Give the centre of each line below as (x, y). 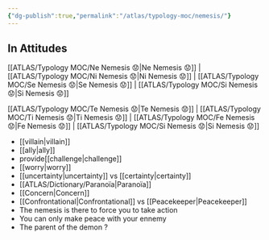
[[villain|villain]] (45, 142)
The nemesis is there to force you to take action (98, 210)
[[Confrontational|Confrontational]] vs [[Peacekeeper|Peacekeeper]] (133, 201)
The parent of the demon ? (64, 227)
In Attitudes (37, 49)
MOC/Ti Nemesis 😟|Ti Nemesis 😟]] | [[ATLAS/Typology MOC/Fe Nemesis (131, 118)
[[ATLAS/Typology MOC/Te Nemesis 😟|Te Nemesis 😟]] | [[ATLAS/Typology (134, 109)
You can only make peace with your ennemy (93, 219)
